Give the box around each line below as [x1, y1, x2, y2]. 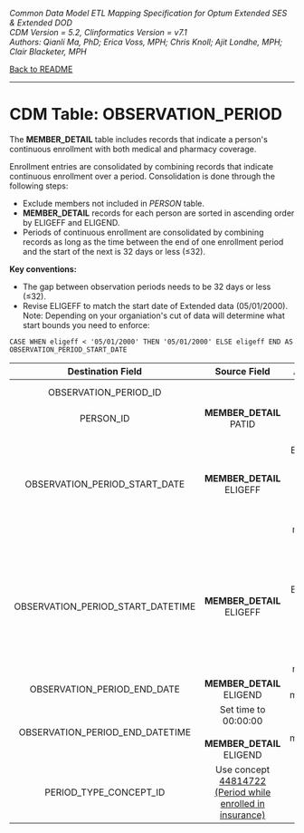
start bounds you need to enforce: [22, 319, 151, 330]
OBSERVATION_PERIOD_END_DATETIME [18, 725, 192, 738]
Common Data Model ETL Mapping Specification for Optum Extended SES [9, 8, 288, 18]
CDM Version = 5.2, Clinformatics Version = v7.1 [9, 27, 187, 37]
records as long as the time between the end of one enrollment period [22, 236, 284, 247]
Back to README [9, 63, 73, 74]
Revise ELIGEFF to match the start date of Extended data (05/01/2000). [22, 300, 288, 311]
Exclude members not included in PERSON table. [22, 198, 205, 208]
